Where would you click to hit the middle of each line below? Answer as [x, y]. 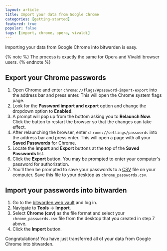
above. [19, 224]
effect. [19, 127]
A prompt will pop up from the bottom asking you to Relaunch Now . [82, 116]
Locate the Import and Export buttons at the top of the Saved [76, 148]
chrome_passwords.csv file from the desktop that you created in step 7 [83, 218]
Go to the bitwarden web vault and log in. [55, 202]
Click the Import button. [37, 229]
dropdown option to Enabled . [43, 111]
